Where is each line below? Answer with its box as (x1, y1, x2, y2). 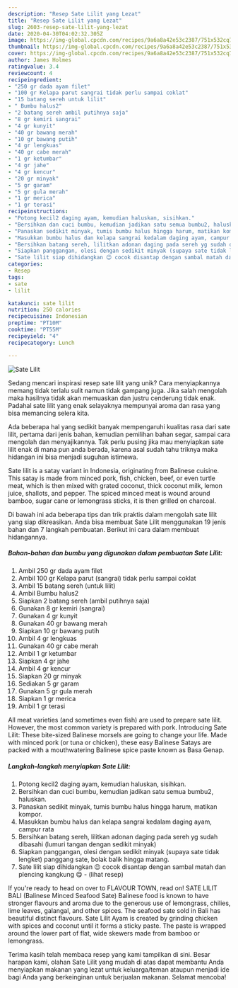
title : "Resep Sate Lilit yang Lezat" (8, 17, 122, 24)
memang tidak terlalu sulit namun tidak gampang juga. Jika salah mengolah (8, 386, 227, 394)
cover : (8, 50, 28, 57)
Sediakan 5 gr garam (18, 679, 80, 688)
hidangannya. (8, 533, 48, 541)
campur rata (18, 825, 54, 834)
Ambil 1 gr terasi (18, 702, 66, 710)
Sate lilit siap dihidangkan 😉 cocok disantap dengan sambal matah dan (18, 863, 227, 871)
